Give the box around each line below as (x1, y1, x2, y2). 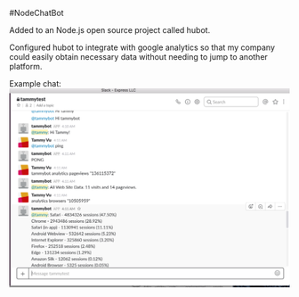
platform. (9, 62, 43, 71)
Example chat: (9, 78, 61, 88)
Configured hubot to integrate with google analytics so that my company (9, 42, 276, 53)
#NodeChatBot (9, 8, 64, 18)
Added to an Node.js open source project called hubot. (9, 25, 211, 35)
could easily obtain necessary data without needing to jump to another (9, 52, 269, 62)
